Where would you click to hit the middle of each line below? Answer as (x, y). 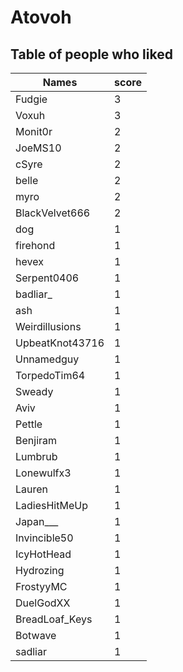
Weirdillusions (48, 326)
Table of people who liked (91, 54)
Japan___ (37, 521)
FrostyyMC (41, 586)
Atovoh (41, 17)
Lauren (32, 489)
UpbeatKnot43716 (60, 343)
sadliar (31, 651)
